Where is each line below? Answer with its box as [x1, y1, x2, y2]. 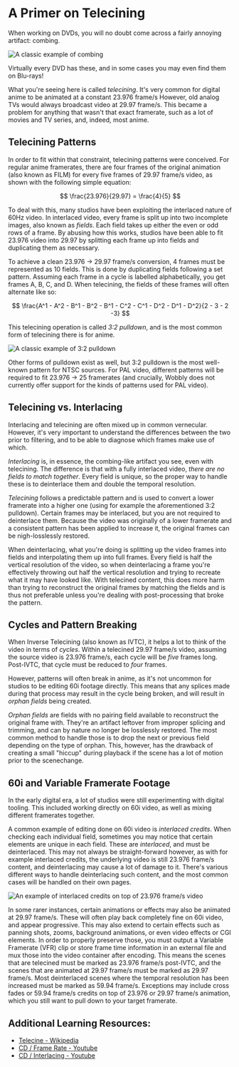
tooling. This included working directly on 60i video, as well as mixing [8, 804, 212, 812]
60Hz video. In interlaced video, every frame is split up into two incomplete [8, 213, 228, 222]
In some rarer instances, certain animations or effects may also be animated [8, 906, 230, 914]
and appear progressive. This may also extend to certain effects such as [8, 921, 220, 929]
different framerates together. [8, 811, 95, 820]
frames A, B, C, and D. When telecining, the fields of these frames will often [8, 280, 230, 288]
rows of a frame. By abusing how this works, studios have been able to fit [8, 228, 223, 237]
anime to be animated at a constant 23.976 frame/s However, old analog [8, 93, 220, 101]
